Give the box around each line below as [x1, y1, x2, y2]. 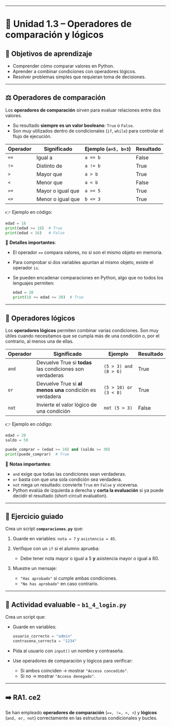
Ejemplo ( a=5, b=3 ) [84, 145, 131, 152]
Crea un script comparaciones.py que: [5, 525, 83, 532]
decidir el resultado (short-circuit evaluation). [12, 492, 108, 499]
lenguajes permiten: [12, 280, 55, 287]
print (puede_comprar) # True [5, 451, 70, 457]
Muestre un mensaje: [12, 565, 58, 571]
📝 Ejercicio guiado [5, 512, 64, 521]
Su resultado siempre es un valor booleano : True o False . [12, 122, 134, 128]
